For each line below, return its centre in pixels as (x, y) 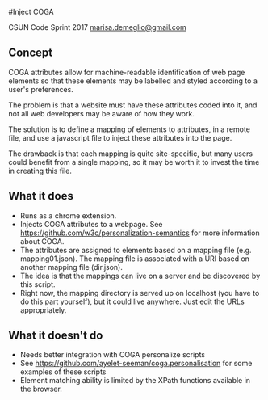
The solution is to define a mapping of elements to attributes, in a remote (129, 129)
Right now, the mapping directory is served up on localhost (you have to (140, 293)
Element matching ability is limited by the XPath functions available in (135, 381)
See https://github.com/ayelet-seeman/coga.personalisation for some (136, 364)
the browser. (41, 389)
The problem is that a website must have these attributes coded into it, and (133, 105)
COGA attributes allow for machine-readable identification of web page (127, 72)
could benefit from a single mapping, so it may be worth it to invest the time (134, 162)
